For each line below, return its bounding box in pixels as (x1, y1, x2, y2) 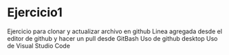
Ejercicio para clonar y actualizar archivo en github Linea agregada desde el (7, 27, 222, 35)
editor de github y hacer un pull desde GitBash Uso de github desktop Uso (7, 34, 218, 42)
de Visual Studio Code (7, 41, 71, 50)
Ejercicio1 (7, 5, 63, 20)
